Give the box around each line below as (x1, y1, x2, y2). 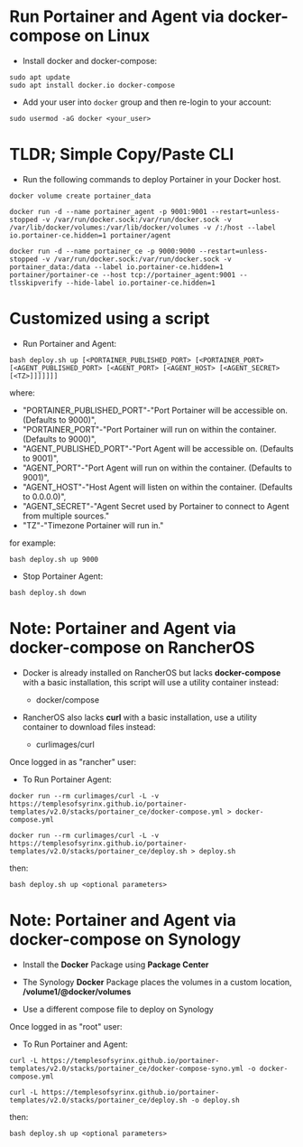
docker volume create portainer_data (9, 191, 151, 200)
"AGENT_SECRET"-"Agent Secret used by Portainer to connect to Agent (22, 500, 290, 511)
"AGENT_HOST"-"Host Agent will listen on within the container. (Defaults (22, 481, 293, 492)
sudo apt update (9, 72, 70, 82)
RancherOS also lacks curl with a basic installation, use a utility (22, 712, 257, 723)
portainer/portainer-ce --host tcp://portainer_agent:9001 (9, 270, 236, 279)
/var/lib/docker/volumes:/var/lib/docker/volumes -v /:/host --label (9, 223, 277, 232)
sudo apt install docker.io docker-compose (9, 80, 176, 89)
